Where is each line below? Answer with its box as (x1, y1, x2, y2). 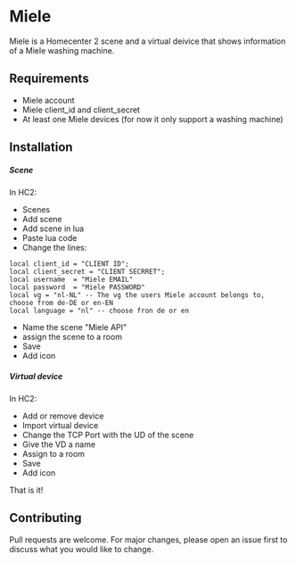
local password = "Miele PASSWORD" (9, 283, 145, 292)
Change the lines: (21, 243, 87, 253)
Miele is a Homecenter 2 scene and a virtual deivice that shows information (9, 36, 286, 46)
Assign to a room (21, 449, 86, 460)
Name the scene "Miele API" (21, 322, 127, 333)
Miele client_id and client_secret (21, 104, 141, 115)
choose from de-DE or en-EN (9, 299, 114, 308)
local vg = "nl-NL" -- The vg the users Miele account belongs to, (9, 291, 266, 300)
